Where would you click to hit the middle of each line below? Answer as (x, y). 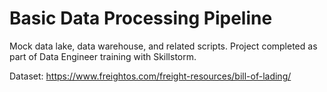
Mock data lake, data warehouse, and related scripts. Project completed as (163, 46)
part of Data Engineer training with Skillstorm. (103, 56)
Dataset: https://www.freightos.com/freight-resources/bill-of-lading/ (150, 76)
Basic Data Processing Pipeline (141, 18)
